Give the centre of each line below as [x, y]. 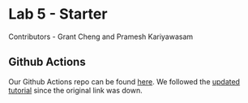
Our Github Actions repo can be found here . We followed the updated [124, 81]
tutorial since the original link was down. [76, 90]
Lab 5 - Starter [58, 14]
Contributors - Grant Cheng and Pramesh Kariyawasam [101, 36]
